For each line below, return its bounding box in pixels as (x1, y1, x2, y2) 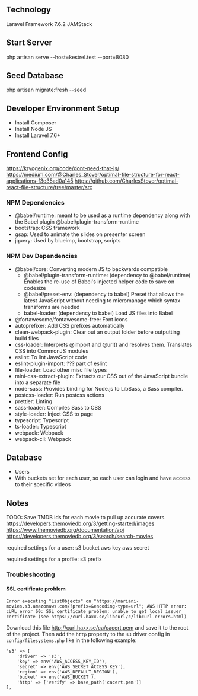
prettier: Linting (14, 397, 52, 405)
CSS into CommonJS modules (14, 347, 89, 355)
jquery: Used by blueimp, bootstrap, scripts (14, 237, 121, 244)
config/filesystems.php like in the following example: (6, 637, 137, 644)
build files (14, 334, 39, 341)
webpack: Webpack (14, 429, 64, 436)
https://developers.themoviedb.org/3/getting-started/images (6, 520, 155, 527)
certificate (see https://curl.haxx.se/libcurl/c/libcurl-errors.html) (6, 614, 187, 620)
